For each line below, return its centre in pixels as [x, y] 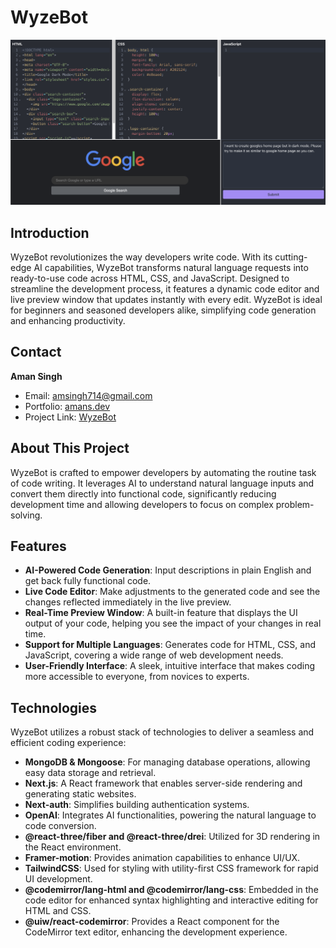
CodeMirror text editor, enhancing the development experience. [156, 932]
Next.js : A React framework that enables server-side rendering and [163, 783]
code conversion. [60, 826]
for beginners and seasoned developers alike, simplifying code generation [163, 310]
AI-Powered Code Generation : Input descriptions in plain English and [168, 570]
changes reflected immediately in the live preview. [128, 602]
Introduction [50, 232]
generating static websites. [80, 794]
